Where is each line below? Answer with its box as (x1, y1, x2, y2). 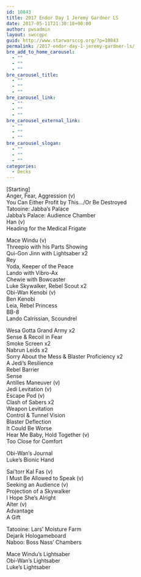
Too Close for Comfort (6, 438, 63, 445)
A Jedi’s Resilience (6, 360, 54, 367)
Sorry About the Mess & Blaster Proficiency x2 (6, 353, 123, 360)
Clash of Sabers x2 (6, 398, 54, 406)
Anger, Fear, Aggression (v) (6, 192, 76, 199)
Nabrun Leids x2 (6, 346, 48, 354)
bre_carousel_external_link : (6, 117, 81, 123)
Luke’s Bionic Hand (6, 456, 54, 463)
